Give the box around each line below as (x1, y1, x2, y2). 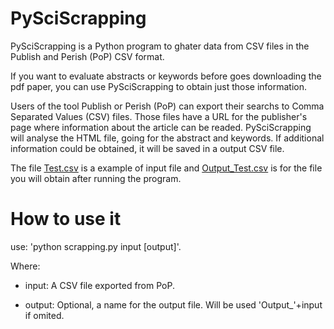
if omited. (24, 309, 65, 321)
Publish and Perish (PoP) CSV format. (10, 50, 165, 62)
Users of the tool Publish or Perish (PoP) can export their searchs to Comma (10, 100, 325, 112)
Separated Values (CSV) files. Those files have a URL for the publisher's (10, 110, 308, 122)
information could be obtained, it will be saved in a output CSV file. (10, 142, 285, 154)
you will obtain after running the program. (10, 172, 182, 184)
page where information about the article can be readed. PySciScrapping (10, 121, 312, 133)
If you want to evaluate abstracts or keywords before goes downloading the (10, 70, 322, 82)
